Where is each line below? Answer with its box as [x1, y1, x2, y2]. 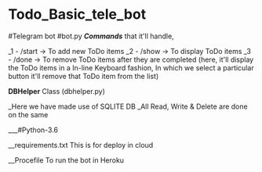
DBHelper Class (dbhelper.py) [8, 86, 106, 95]
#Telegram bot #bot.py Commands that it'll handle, [8, 31, 174, 41]
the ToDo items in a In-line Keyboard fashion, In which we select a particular [8, 63, 254, 72]
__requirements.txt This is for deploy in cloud [8, 140, 154, 149]
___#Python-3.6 [8, 125, 59, 134]
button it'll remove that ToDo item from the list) [8, 71, 159, 81]
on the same [8, 109, 49, 119]
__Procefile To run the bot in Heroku [8, 155, 124, 165]
